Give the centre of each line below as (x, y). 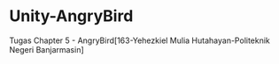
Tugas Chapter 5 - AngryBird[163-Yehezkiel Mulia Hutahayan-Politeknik (139, 40)
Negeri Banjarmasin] (46, 49)
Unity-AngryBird (71, 16)
